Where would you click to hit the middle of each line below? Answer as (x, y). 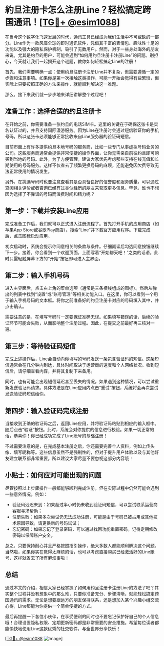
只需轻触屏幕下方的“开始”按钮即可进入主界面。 (56, 258)
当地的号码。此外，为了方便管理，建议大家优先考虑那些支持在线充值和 (84, 159)
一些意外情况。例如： (26, 494)
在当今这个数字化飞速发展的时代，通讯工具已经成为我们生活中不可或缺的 (78, 37)
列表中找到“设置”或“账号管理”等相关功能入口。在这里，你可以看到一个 (83, 294)
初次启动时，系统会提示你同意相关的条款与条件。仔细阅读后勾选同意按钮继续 (82, 246)
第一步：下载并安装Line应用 (47, 211)
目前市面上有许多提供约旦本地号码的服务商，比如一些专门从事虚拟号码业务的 (82, 147)
